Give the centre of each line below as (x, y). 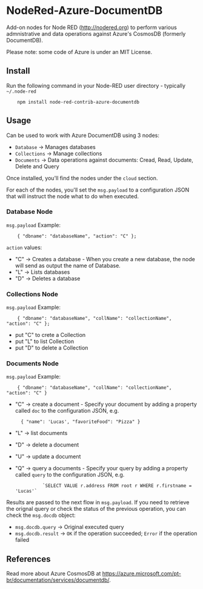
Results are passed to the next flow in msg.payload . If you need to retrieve (98, 502)
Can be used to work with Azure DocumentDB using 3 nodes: (83, 135)
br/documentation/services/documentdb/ (58, 580)
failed (22, 540)
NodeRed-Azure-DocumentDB (85, 11)
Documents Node (32, 364)
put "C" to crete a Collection (50, 335)
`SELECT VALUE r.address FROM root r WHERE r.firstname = (117, 486)
